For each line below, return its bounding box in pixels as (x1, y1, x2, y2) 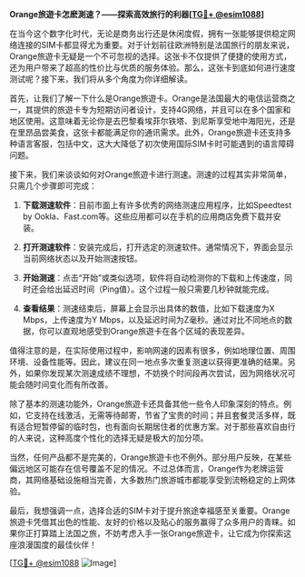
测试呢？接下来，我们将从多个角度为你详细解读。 (9, 74, 192, 85)
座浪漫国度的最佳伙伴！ (9, 540, 97, 550)
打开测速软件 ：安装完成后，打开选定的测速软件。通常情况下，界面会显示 (22, 242, 293, 253)
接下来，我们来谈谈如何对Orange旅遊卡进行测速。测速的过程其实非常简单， (9, 169, 292, 180)
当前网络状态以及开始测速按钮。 (22, 254, 143, 264)
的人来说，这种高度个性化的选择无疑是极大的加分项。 (9, 433, 209, 443)
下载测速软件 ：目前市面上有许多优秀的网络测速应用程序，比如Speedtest (22, 200, 292, 210)
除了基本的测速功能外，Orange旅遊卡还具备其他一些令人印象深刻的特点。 (9, 399, 284, 409)
